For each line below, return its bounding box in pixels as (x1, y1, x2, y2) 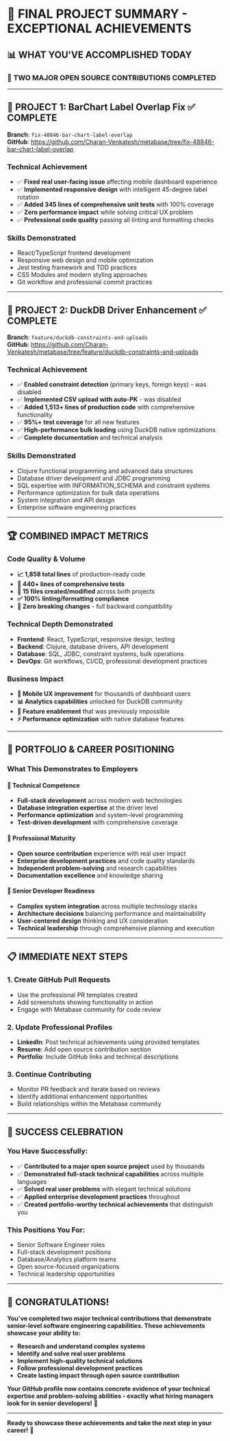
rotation (16, 193, 40, 201)
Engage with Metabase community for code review (16, 1005, 162, 1013)
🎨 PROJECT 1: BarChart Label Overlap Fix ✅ (7, 101, 196, 113)
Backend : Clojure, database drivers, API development (16, 642, 169, 651)
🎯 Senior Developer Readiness (7, 887, 95, 895)
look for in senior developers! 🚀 (7, 1398, 98, 1407)
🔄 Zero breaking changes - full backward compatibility (16, 603, 172, 611)
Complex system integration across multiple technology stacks (16, 901, 198, 910)
